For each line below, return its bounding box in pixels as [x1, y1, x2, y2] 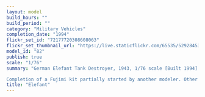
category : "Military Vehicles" [6, 25, 86, 32]
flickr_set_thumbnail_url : [6, 43, 75, 49]
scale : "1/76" [6, 59, 43, 65]
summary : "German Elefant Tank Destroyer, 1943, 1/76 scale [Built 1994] [6, 65, 198, 72]
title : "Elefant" [6, 82, 51, 88]
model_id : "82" [6, 48, 45, 55]
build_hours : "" [6, 15, 48, 21]
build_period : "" [6, 20, 51, 26]
